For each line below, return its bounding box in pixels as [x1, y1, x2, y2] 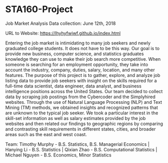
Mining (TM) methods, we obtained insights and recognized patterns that [5, 104, 158, 110]
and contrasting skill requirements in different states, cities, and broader [5, 126, 156, 132]
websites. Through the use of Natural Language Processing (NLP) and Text [5, 99, 162, 105]
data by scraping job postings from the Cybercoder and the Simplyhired [5, 94, 156, 100]
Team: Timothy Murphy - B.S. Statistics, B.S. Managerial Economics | [5, 141, 150, 147]
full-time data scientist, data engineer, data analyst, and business [5, 83, 142, 89]
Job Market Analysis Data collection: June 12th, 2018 [5, 20, 116, 26]
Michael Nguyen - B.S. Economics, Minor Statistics [5, 152, 112, 158]
